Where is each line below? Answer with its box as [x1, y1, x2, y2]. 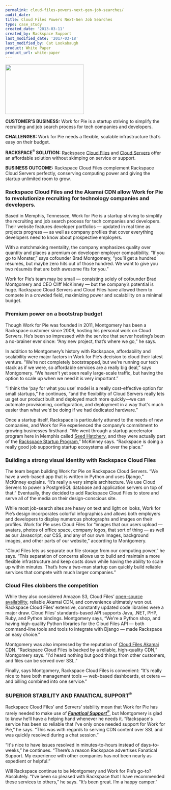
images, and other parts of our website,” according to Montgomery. [5, 538, 147, 544]
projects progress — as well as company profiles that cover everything [5, 229, 154, 235]
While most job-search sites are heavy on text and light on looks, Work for [5, 505, 161, 511]
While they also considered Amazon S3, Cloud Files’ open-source [5, 594, 143, 600]
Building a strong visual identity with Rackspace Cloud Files [5, 456, 156, 463]
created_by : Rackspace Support [5, 31, 72, 36]
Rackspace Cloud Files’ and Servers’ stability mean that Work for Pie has [5, 704, 158, 710]
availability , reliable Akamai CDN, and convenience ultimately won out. [5, 599, 153, 605]
